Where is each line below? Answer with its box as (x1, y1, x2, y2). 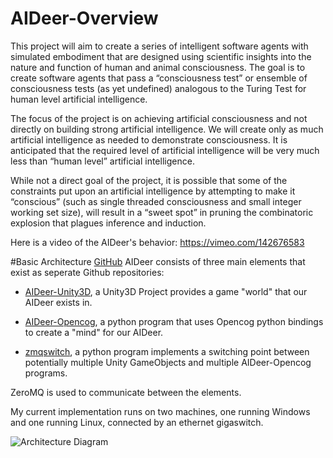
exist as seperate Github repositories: (10, 266, 165, 278)
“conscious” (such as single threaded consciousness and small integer (10, 195, 302, 207)
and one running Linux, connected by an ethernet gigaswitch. (10, 416, 264, 428)
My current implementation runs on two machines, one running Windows (10, 405, 311, 417)
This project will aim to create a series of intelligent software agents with (10, 40, 309, 52)
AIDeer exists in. (24, 296, 93, 308)
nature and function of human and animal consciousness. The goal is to (10, 61, 306, 73)
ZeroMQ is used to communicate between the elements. (10, 386, 242, 398)
